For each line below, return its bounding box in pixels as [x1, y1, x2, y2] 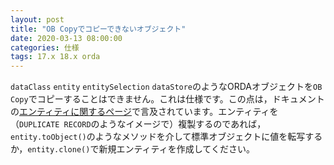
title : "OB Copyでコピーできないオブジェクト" [10, 24, 187, 34]
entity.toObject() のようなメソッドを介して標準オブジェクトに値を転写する [10, 131, 323, 143]
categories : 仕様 [10, 42, 80, 53]
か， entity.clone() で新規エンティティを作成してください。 [10, 143, 255, 155]
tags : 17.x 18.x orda [10, 52, 101, 62]
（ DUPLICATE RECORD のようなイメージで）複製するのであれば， [10, 118, 267, 130]
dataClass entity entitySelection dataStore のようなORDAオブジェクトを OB [10, 81, 323, 93]
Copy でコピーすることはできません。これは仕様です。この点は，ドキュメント [10, 93, 325, 105]
